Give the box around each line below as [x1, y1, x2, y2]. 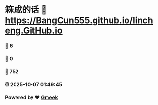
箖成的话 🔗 [5, 4, 47, 15]
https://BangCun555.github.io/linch [5, 15, 154, 26]
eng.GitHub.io [5, 25, 63, 36]
